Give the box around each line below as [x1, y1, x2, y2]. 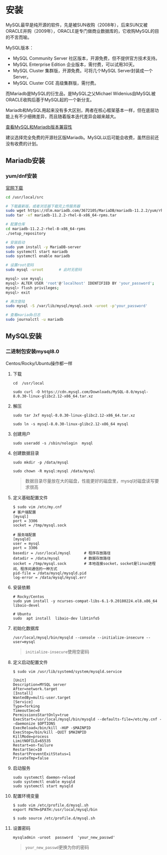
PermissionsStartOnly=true [12, 712, 69, 717]
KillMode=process [12, 734, 49, 739]
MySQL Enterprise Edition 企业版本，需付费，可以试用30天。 [12, 61, 137, 67]
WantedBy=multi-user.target [12, 695, 71, 700]
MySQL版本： [5, 45, 34, 50]
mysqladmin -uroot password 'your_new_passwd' [12, 835, 115, 840]
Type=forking [12, 704, 40, 708]
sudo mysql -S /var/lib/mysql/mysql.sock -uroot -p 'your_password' [5, 303, 148, 308]
